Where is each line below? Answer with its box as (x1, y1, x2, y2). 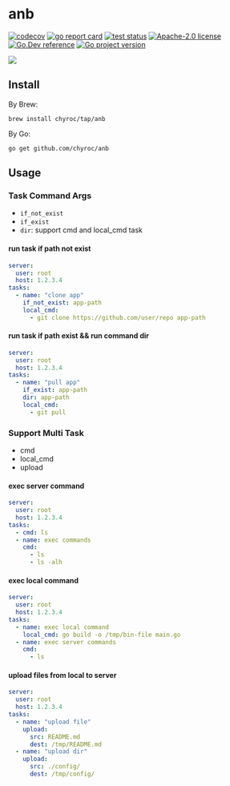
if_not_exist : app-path (22, 299, 103, 307)
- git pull (29, 408, 67, 417)
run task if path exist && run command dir (8, 331, 150, 341)
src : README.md (29, 732, 81, 741)
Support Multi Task (8, 427, 84, 438)
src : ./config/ (29, 763, 81, 771)
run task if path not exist (8, 244, 91, 253)
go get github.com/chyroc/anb (8, 144, 110, 152)
